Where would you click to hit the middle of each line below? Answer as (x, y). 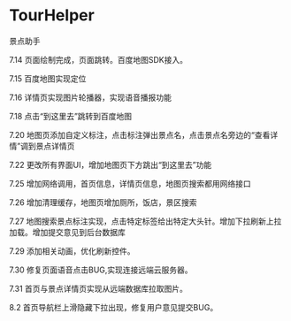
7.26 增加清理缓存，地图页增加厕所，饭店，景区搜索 (103, 202)
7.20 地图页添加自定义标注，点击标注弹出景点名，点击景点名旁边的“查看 (140, 134)
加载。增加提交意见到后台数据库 (67, 232)
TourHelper (52, 15)
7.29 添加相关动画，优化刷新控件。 (72, 251)
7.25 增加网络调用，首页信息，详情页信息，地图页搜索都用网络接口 (130, 183)
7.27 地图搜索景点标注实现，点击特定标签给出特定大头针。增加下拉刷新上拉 (145, 221)
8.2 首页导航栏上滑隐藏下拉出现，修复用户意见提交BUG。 (114, 307)
